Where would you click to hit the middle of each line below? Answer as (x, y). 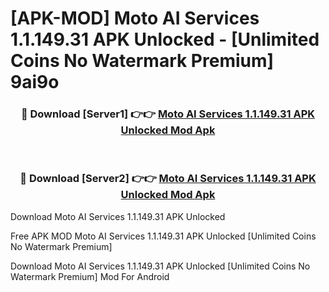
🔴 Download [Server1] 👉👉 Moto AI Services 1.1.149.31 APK (168, 114)
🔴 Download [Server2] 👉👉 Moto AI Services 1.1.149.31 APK (168, 179)
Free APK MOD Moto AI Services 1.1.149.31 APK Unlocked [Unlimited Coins (163, 236)
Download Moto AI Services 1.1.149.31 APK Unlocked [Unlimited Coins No (160, 266)
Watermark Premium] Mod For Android (90, 276)
